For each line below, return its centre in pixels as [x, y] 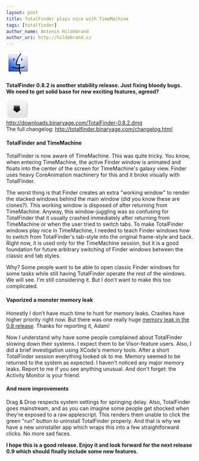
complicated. [22, 286]
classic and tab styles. [34, 256]
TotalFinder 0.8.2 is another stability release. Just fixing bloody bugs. [94, 86]
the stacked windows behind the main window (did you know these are [93, 199]
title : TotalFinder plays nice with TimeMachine [67, 19]
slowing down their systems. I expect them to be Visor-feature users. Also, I [99, 343]
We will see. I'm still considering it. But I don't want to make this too [89, 280]
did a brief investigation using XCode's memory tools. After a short [88, 350]
